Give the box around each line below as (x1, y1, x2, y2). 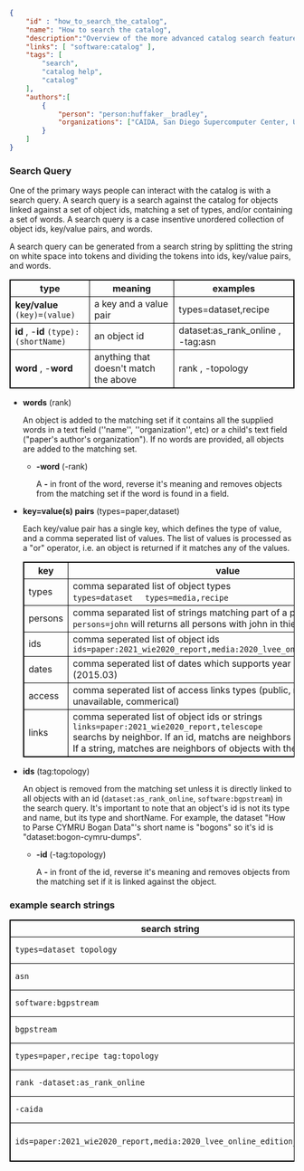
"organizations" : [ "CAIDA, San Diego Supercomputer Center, (57, 118, 290, 127)
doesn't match (94, 362, 156, 375)
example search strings (9, 899, 116, 911)
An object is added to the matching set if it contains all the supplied (22, 414, 274, 425)
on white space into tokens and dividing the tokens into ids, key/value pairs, (9, 251, 291, 262)
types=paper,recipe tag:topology (14, 1051, 159, 1062)
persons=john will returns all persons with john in (71, 618, 279, 631)
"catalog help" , (42, 68, 103, 77)
